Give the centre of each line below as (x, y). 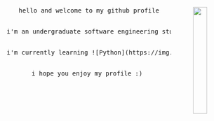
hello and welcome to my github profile (89, 10)
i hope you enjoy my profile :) (87, 73)
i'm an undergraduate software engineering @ (101, 31)
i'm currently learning (47, 52)
